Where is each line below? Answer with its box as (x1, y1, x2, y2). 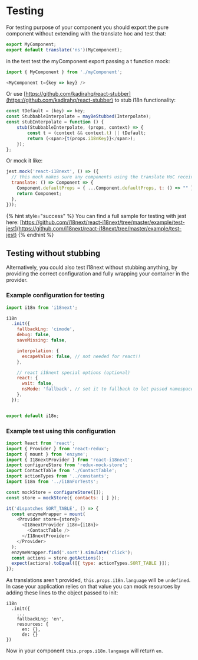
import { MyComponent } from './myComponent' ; (6, 69, 123, 75)
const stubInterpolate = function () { (6, 119, 104, 125)
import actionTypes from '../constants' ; (6, 473, 110, 479)
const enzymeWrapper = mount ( (11, 511, 85, 517)
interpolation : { (16, 347, 60, 354)
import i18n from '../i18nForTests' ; (6, 479, 99, 485)
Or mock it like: (6, 157, 43, 164)
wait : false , (21, 381, 54, 386)
